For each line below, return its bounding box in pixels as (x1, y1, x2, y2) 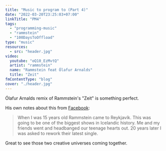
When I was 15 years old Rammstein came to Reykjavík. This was (17, 114, 151, 120)
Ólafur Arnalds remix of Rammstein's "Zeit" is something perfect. (5, 95, 139, 101)
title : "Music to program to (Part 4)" (5, 7, 88, 12)
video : (5, 53, 19, 59)
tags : (5, 21, 16, 26)
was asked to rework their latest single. (17, 130, 98, 136)
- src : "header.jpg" (9, 49, 52, 54)
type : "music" (5, 40, 35, 45)
